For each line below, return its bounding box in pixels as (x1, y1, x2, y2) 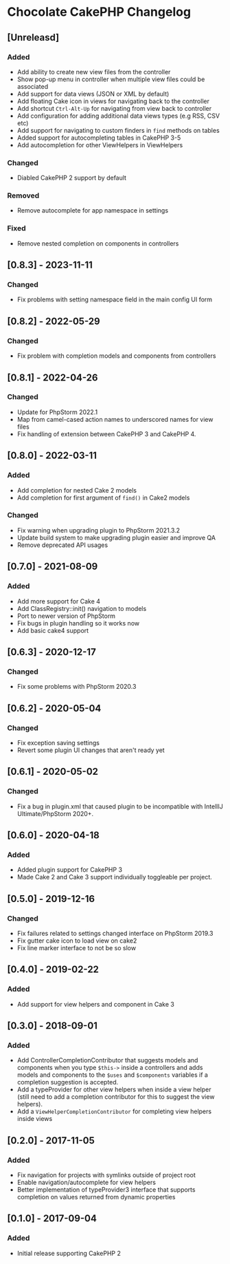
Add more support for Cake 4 (16, 597, 101, 606)
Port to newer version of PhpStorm (16, 612, 115, 620)
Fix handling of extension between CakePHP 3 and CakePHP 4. (16, 429, 196, 438)
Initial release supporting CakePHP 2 (16, 1249, 122, 1257)
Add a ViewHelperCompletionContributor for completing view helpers (16, 1107, 211, 1115)
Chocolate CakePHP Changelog (7, 4, 191, 20)
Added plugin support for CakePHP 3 (16, 866, 122, 874)
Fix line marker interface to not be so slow (16, 943, 136, 952)
